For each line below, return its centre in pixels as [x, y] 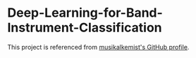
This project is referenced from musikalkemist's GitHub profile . [98, 47]
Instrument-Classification [85, 28]
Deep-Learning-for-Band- [85, 13]
